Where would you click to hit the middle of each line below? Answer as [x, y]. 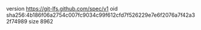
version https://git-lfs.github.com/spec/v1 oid [62, 9]
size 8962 [41, 21]
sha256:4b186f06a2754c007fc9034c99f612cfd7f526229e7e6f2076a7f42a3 [101, 15]
